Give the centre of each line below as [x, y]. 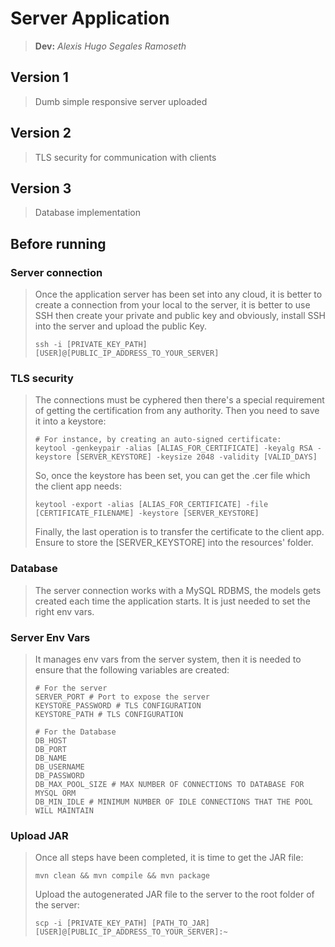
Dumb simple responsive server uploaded [121, 101]
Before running [58, 243]
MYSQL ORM [55, 793]
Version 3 [41, 188]
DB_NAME [50, 758]
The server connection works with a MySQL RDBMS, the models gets [178, 590]
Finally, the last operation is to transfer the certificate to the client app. [179, 532]
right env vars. [64, 611]
